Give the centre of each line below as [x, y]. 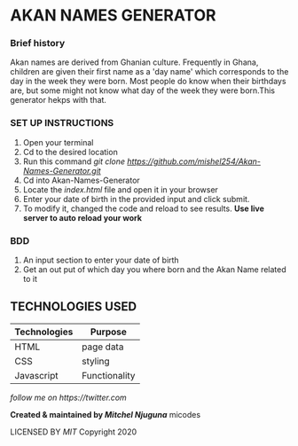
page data [103, 347]
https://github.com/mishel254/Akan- [194, 161]
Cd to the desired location [70, 152]
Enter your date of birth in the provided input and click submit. [136, 199]
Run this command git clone [74, 161]
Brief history [38, 43]
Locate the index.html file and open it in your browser [120, 189]
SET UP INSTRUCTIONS [62, 123]
